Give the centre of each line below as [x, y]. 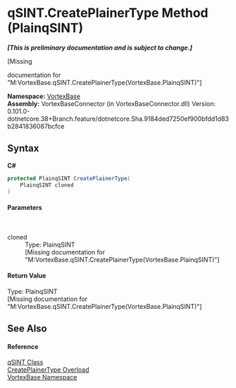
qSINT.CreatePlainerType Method [108, 13]
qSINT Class [25, 363]
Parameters [25, 207]
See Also [27, 329]
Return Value [27, 276]
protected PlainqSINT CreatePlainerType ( [69, 178]
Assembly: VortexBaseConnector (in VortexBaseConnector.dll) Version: [112, 103]
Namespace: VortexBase [44, 96]
